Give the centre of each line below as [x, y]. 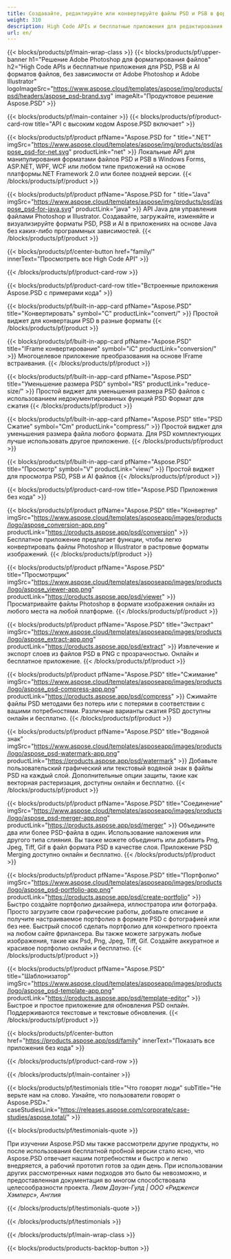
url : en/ [20, 33]
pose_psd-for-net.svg [38, 152]
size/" [15, 391]
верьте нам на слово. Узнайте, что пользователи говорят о [94, 1095]
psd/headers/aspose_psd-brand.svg [59, 96]
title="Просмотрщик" [38, 575]
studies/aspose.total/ [37, 1117]
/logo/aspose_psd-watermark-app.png [62, 754]
